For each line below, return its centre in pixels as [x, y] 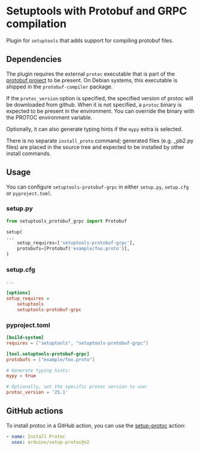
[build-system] [25, 337]
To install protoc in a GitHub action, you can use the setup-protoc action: [96, 425]
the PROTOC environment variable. [49, 117]
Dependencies [34, 59]
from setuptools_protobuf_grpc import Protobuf [67, 221]
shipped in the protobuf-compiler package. [59, 86]
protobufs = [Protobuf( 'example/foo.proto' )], [73, 249]
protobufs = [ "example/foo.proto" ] [51, 359]
